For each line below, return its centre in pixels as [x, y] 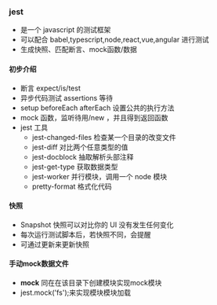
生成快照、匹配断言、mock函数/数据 [79, 50]
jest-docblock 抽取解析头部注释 [83, 156]
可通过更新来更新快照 [54, 244]
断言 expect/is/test [50, 88]
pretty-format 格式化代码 [72, 186]
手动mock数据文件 [39, 264]
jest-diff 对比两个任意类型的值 [80, 147]
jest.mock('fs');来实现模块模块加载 [76, 292]
